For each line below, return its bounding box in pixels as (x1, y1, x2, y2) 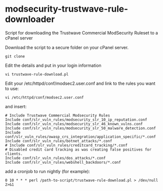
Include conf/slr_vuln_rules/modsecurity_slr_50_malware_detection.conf (5, 126, 156, 131)
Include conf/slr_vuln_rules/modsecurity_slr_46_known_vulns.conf (5, 121, 143, 126)
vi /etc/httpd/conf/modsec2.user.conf (5, 95, 84, 100)
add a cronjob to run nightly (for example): (5, 168, 90, 174)
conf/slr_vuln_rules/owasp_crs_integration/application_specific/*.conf (5, 134, 156, 139)
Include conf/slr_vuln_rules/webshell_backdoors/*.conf (5, 160, 121, 165)
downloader (5, 14, 55, 25)
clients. (5, 151, 23, 156)
